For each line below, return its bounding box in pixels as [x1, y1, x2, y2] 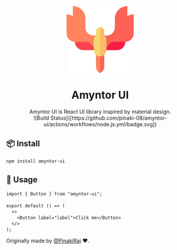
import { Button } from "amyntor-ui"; [6, 191, 103, 197]
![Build [33, 114, 49, 121]
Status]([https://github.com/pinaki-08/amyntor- [50, 114, 167, 121]
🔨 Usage [6, 175, 38, 185]
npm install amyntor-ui [6, 158, 66, 164]
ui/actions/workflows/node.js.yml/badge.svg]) [44, 120, 157, 127]
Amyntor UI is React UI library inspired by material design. [29, 108, 172, 115]
